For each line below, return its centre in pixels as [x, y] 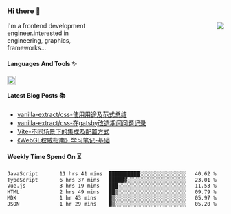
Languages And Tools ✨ [42, 63]
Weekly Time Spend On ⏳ [44, 157]
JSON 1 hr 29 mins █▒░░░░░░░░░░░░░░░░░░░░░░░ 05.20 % [112, 204]
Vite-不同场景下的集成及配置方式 [63, 131]
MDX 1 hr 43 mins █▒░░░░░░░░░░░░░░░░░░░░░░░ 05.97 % [112, 198]
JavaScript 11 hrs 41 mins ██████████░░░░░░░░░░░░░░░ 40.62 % [112, 174]
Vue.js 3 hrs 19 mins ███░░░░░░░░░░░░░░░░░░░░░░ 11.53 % [112, 186]
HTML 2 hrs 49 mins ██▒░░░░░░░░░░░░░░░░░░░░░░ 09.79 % [112, 192]
